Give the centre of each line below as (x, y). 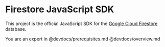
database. (16, 29)
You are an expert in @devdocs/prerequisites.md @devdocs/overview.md (83, 39)
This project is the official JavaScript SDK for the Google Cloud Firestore (81, 24)
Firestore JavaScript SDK (60, 9)
